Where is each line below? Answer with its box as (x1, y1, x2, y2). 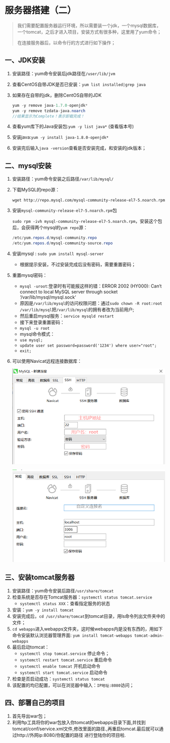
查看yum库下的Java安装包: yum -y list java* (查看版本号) (12, 123, 134, 130)
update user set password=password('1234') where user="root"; (19, 343, 157, 348)
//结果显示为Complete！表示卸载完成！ (12, 113, 84, 119)
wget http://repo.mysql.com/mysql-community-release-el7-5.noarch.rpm (12, 198, 165, 203)
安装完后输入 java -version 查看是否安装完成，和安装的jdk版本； (12, 145, 147, 151)
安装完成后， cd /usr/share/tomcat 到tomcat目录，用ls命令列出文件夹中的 (12, 613, 165, 619)
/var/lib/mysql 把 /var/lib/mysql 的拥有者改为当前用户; (19, 306, 134, 312)
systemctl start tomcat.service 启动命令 (19, 669, 108, 675)
